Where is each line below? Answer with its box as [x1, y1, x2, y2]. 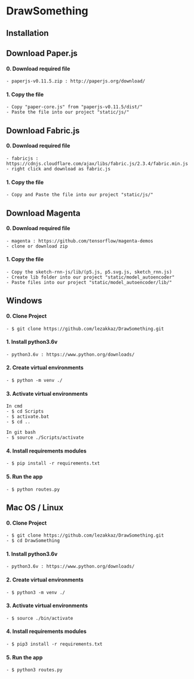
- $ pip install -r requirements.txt [6, 460, 100, 467]
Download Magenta [6, 208, 81, 218]
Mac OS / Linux [6, 502, 64, 512]
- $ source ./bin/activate [6, 615, 73, 621]
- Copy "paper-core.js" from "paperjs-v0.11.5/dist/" [6, 104, 143, 110]
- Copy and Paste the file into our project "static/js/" [6, 192, 153, 198]
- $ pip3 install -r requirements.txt [6, 641, 103, 647]
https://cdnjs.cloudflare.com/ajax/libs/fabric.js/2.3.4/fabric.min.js [6, 160, 188, 167]
